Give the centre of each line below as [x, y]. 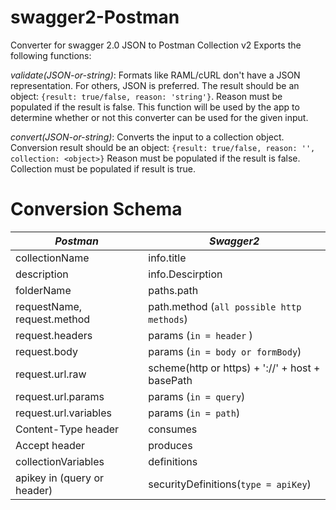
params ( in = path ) [194, 413]
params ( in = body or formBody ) [225, 351]
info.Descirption [185, 274]
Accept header [50, 445]
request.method [53, 319]
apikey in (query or [60, 478]
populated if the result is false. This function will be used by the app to [155, 107]
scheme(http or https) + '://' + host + [234, 368]
